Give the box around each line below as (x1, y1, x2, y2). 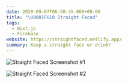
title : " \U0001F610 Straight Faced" (6, 14, 98, 20)
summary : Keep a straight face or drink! (6, 42, 112, 48)
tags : (6, 20, 20, 26)
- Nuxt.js (11, 25, 36, 32)
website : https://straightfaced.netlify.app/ (6, 36, 122, 42)
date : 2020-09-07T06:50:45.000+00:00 (6, 8, 101, 15)
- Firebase (11, 31, 39, 37)
